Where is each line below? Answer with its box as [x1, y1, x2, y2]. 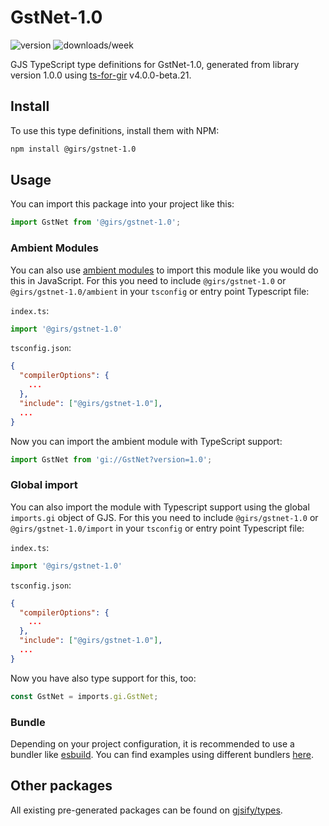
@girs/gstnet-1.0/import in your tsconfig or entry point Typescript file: [10, 522, 305, 534]
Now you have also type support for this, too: [10, 672, 197, 684]
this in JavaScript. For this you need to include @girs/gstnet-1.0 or [10, 274, 287, 286]
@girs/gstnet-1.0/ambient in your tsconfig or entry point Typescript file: [10, 285, 310, 297]
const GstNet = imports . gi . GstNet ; [10, 691, 159, 701]
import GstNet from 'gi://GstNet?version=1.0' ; [10, 454, 213, 465]
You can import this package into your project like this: [10, 198, 235, 210]
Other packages [10, 777, 113, 795]
